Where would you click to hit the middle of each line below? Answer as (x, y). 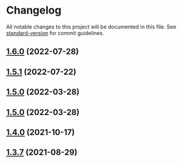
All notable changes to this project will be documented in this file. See (91, 27)
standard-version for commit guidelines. (55, 33)
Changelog (34, 10)
